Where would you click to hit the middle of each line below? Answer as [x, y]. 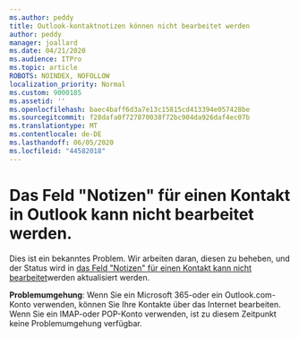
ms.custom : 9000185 [46, 92]
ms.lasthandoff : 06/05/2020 [62, 143]
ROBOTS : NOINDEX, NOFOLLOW [60, 76]
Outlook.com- [250, 295]
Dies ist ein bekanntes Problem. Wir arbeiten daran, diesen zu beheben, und [150, 258]
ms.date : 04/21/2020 [48, 51]
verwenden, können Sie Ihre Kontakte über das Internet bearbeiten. [157, 304]
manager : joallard [43, 43]
